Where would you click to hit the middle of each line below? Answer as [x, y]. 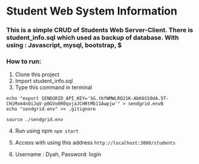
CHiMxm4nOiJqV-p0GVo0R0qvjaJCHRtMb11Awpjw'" [63, 104]
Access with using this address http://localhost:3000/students [95, 143]
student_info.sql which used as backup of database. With [93, 38]
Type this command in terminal [54, 87]
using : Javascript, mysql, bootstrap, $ [64, 45]
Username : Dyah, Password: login [58, 154]
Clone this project [37, 74]
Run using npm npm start [47, 131]
